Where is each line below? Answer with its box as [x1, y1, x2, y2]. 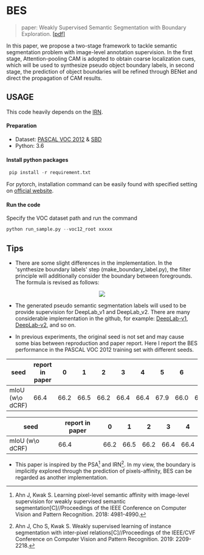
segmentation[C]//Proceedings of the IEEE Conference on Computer [15, 504, 187, 511]
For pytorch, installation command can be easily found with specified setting [6, 181, 197, 188]
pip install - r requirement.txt [8, 170, 91, 176]
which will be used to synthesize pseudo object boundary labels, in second [6, 61, 194, 69]
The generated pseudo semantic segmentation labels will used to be [15, 302, 186, 309]
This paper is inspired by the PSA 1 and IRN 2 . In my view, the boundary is [15, 459, 196, 468]
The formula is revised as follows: [15, 278, 100, 286]
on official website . [6, 187, 54, 195]
